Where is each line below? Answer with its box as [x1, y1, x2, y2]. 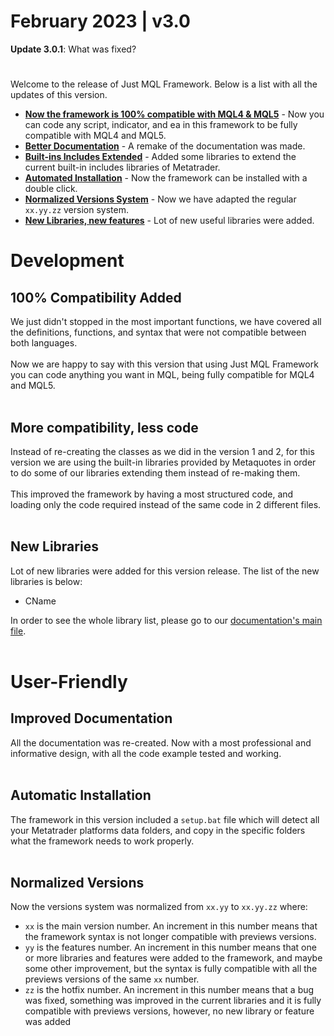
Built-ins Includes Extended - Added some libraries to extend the [24, 151, 297, 163]
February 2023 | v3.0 [10, 10, 191, 33]
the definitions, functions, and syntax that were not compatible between [10, 326, 307, 339]
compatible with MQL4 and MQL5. [24, 130, 167, 142]
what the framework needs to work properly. [10, 835, 195, 847]
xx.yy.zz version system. [24, 204, 129, 216]
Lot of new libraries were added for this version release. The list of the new [10, 565, 320, 577]
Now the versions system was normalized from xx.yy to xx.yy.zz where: [10, 901, 308, 913]
